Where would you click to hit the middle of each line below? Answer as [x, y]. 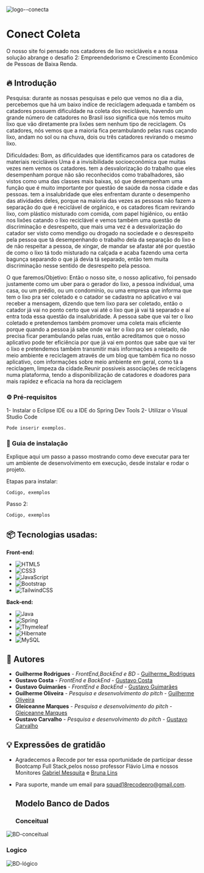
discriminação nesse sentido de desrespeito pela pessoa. [79, 265]
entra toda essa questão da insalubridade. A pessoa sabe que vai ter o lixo [100, 316]
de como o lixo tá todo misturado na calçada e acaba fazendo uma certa [97, 252]
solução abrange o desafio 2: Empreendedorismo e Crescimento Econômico [102, 57]
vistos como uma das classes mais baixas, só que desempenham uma [94, 181]
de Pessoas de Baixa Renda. [42, 64]
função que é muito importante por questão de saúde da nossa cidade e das [102, 188]
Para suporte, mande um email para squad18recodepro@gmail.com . [100, 784]
